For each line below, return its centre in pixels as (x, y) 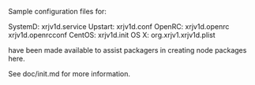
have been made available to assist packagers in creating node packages (127, 50)
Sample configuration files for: (57, 11)
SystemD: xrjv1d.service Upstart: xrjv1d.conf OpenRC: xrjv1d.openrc (119, 26)
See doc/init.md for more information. (69, 74)
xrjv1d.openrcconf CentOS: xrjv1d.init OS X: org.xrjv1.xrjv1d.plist (112, 35)
